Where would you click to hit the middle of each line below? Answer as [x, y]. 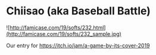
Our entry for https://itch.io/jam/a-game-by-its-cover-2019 [78, 45]
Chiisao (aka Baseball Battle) [78, 11]
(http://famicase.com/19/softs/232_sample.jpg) [64, 33]
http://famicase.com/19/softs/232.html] [58, 27]
